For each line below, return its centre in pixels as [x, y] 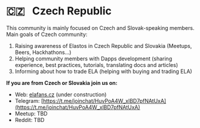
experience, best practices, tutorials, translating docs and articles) [96, 65]
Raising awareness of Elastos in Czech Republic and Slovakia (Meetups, [103, 45]
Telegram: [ [29, 100]
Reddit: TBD [30, 120]
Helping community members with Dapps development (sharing [93, 59]
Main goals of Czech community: [47, 34]
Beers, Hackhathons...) [43, 52]
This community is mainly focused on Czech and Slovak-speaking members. [100, 28]
